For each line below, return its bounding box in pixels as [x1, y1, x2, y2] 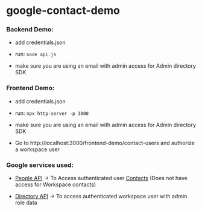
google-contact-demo [6, 4, 121, 18]
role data [14, 199, 37, 206]
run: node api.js [14, 51, 57, 58]
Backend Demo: [6, 25, 54, 34]
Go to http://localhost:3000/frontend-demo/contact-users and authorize [14, 139, 195, 146]
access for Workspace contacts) [14, 181, 96, 188]
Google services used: [6, 161, 74, 169]
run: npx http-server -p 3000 [14, 109, 89, 117]
